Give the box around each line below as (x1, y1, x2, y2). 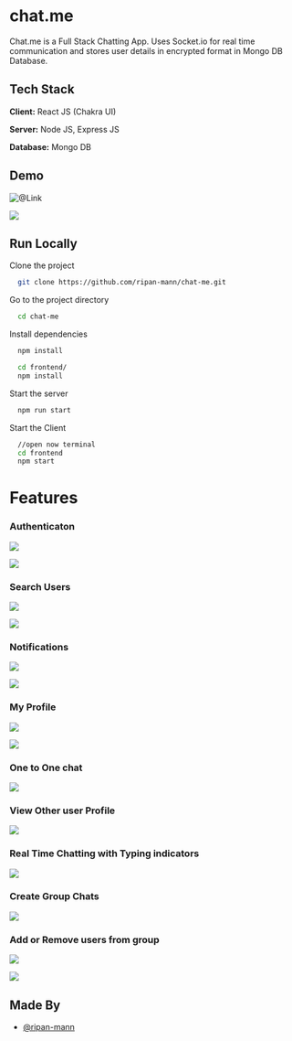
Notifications (9, 640, 69, 653)
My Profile (9, 701, 57, 714)
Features (9, 488, 78, 509)
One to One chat (9, 761, 83, 774)
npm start (17, 456, 55, 467)
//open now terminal (17, 440, 96, 449)
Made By (9, 997, 61, 1013)
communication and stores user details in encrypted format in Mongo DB (9, 45, 283, 56)
